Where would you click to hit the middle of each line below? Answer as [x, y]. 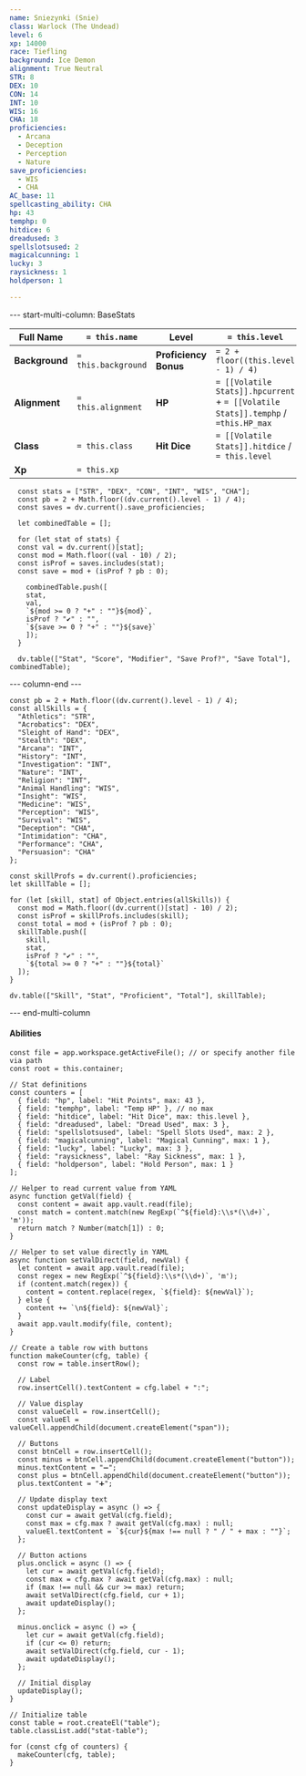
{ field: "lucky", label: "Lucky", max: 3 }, [106, 1148]
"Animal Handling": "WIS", [69, 788]
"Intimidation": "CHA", [62, 836]
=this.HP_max [244, 423]
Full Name [41, 336]
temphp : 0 [28, 221]
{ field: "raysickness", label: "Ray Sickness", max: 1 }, [132, 1156]
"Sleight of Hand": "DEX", [69, 732]
